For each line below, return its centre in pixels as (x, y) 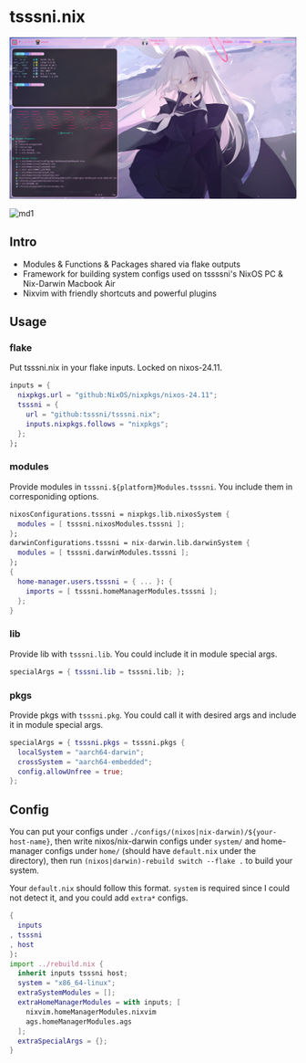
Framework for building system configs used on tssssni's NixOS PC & (153, 274)
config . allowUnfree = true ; (71, 772)
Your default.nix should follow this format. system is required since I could (149, 889)
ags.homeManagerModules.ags (79, 1021)
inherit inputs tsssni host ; (73, 974)
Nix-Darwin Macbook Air (69, 283)
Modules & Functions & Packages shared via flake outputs (132, 264)
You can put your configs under (69, 832)
